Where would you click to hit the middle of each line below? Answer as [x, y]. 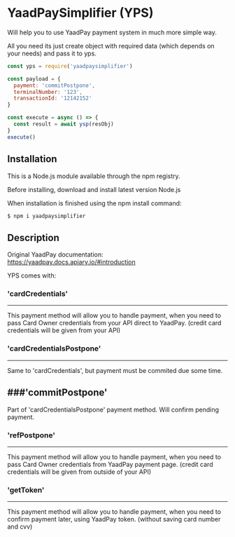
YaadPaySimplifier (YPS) [80, 13]
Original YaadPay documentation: [55, 254]
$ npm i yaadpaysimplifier [47, 216]
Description [33, 237]
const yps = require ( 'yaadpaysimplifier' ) [70, 66]
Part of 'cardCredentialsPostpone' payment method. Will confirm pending [113, 409]
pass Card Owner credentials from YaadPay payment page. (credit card [110, 464]
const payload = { [34, 79]
